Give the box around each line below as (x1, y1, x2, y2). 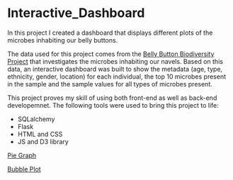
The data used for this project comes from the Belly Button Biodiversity (7, 50, 215, 58)
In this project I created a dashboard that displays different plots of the (7, 28, 213, 37)
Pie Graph (7, 151, 37, 159)
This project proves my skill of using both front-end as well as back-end (7, 94, 217, 102)
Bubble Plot (7, 164, 41, 173)
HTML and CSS (17, 130, 63, 138)
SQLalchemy (17, 115, 55, 123)
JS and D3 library (17, 137, 69, 146)
